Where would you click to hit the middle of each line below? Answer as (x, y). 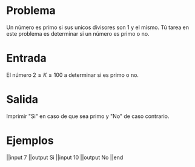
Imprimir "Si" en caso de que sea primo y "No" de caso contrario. (88, 116)
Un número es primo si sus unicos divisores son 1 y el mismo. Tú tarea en (98, 27)
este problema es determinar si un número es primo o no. (78, 33)
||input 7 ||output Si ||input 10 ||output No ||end (65, 157)
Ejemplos (30, 140)
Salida (22, 100)
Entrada (26, 58)
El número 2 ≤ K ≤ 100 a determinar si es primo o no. (73, 75)
